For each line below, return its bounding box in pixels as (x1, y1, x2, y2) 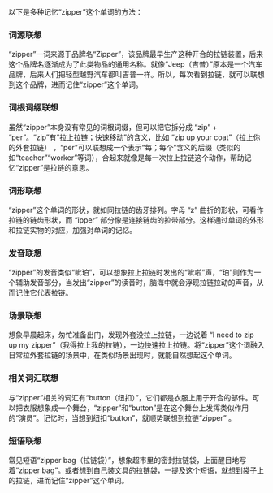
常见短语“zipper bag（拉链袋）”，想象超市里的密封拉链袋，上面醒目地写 (8, 456, 247, 465)
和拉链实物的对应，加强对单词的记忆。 (8, 225, 136, 235)
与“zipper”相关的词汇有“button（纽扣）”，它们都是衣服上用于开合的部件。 (8, 392, 253, 402)
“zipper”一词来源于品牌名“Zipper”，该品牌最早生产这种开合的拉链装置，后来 (8, 50, 264, 59)
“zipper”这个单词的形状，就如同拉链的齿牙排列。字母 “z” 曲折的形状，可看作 (8, 205, 264, 214)
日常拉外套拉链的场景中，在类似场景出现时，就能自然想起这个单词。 (8, 350, 236, 360)
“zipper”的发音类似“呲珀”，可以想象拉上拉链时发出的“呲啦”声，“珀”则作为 (8, 267, 254, 278)
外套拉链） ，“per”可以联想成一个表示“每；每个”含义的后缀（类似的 (15, 142, 241, 152)
